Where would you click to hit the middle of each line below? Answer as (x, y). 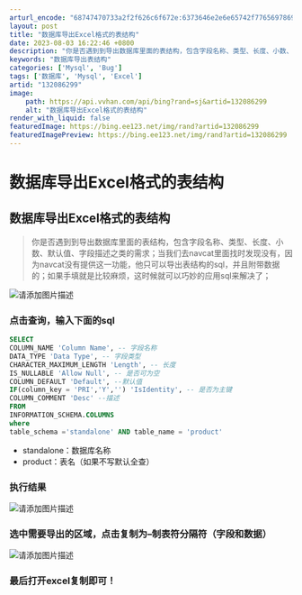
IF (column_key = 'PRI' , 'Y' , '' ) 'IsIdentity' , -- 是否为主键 (121, 390)
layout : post (34, 26)
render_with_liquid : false (60, 118)
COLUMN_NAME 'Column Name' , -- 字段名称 (83, 348)
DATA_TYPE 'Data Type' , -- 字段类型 (75, 356)
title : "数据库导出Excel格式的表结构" (75, 34)
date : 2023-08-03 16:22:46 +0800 (72, 43)
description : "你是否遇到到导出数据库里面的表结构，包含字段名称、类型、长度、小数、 (151, 51)
